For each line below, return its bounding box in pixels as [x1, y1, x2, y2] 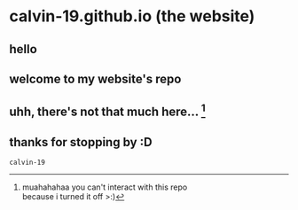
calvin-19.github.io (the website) [9, 6, 255, 27]
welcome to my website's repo [9, 71, 182, 86]
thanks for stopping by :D [9, 135, 153, 150]
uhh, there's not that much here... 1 [9, 102, 206, 120]
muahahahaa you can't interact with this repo [21, 182, 188, 192]
